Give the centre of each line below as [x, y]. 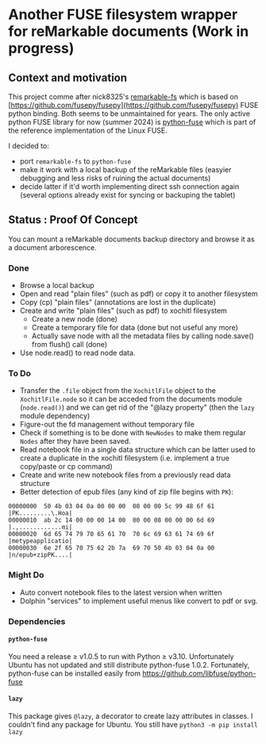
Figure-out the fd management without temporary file [107, 424]
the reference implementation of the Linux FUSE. [88, 130]
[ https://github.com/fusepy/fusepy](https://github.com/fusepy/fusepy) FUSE [133, 105]
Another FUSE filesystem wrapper [123, 15]
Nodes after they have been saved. [75, 441]
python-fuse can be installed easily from [75, 673]
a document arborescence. [52, 247]
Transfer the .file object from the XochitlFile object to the [118, 391]
